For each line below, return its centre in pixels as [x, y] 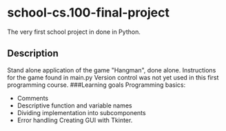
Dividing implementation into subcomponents [81, 112]
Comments [33, 98]
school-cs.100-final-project [89, 13]
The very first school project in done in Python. [74, 32]
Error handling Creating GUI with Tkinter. [75, 120]
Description [33, 53]
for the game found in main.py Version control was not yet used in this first [113, 77]
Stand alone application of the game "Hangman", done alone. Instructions [112, 70]
